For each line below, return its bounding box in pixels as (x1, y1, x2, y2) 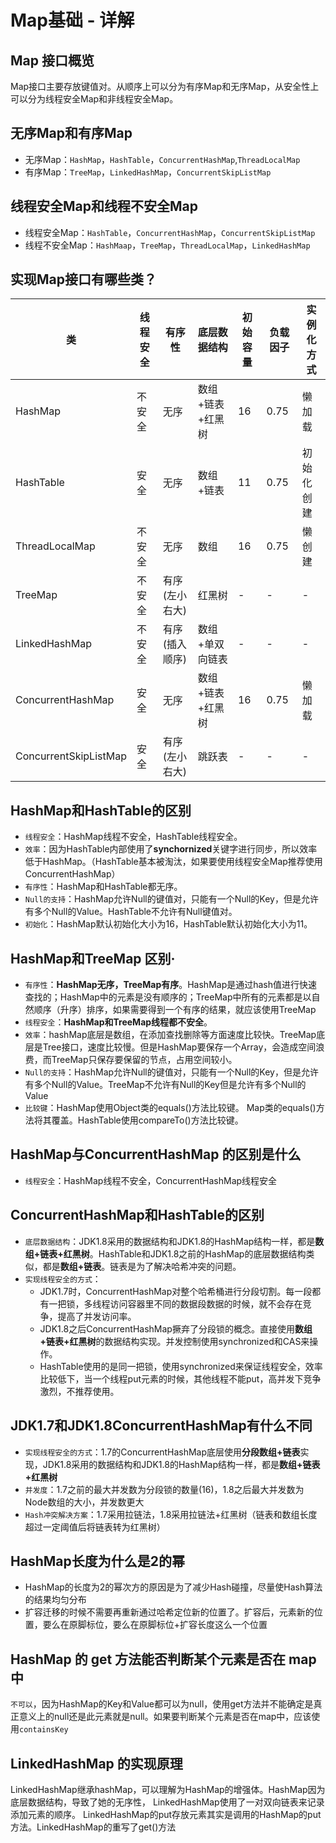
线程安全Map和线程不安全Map (10, 198, 198, 215)
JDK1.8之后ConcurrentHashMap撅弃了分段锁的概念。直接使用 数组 (39, 1322, 313, 1335)
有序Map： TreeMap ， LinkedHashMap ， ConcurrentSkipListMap (24, 166, 272, 178)
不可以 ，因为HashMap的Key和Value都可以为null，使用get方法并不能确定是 (10, 1698, 314, 1710)
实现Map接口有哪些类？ (10, 271, 157, 288)
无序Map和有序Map (10, 125, 133, 142)
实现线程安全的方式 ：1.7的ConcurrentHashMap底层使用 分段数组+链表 (24, 1446, 301, 1458)
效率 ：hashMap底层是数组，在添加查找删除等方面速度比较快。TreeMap (24, 1029, 317, 1041)
